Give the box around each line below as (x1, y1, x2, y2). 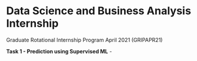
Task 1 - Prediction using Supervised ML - (6, 47, 113, 54)
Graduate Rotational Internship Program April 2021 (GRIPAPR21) (6, 36, 163, 43)
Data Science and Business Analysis (6, 4, 192, 18)
